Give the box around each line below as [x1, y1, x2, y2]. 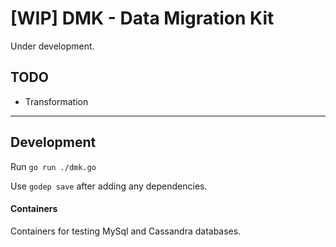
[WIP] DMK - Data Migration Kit [10, 7, 275, 30]
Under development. [10, 40, 95, 52]
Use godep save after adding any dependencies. [10, 180, 208, 192]
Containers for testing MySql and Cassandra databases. [10, 225, 242, 237]
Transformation [24, 95, 89, 107]
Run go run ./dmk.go [10, 160, 97, 172]
